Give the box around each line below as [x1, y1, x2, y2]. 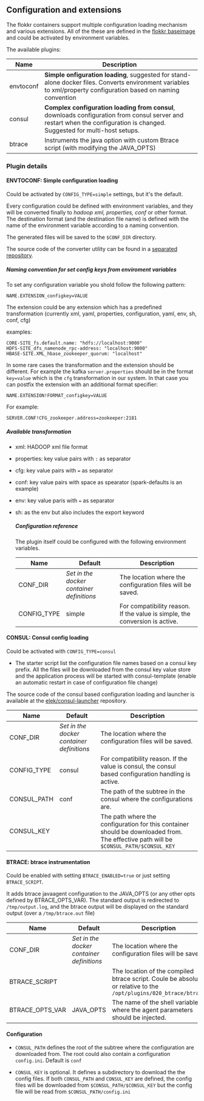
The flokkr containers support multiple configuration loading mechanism [6, 21, 188, 28]
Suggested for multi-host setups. [44, 126, 140, 135]
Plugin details [6, 161, 47, 170]
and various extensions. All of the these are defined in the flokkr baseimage [6, 27, 195, 35]
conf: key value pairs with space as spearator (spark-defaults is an [15, 478, 182, 486]
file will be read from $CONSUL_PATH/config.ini [15, 1088, 131, 1096]
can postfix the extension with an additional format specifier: [6, 381, 158, 388]
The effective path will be [100, 835, 173, 844]
